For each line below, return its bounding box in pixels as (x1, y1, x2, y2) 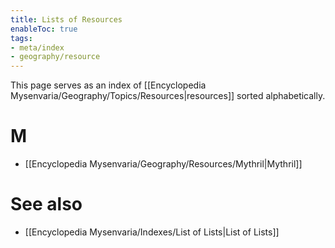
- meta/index (10, 42, 65, 53)
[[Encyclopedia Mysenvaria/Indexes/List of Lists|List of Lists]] (24, 226, 280, 238)
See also (10, 193, 83, 216)
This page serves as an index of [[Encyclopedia (10, 79, 207, 91)
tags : (10, 33, 33, 43)
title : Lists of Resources (10, 14, 123, 25)
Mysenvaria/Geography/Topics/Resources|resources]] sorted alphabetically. (10, 90, 326, 102)
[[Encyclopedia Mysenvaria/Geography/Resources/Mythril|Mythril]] (24, 158, 303, 170)
